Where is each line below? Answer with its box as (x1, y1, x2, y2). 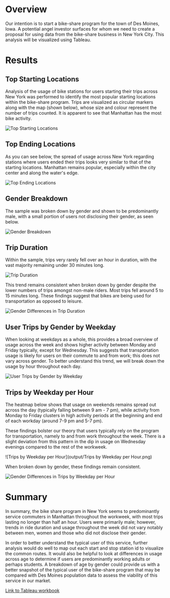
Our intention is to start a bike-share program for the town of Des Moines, (5, 20, 160, 26)
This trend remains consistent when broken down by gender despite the (5, 282, 157, 288)
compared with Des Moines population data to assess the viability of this (5, 572, 158, 578)
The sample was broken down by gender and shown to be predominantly (5, 208, 159, 214)
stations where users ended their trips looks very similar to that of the (5, 159, 151, 165)
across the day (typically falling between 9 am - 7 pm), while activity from (5, 407, 160, 413)
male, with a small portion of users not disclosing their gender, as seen (5, 213, 154, 220)
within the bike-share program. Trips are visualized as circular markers (5, 99, 154, 105)
